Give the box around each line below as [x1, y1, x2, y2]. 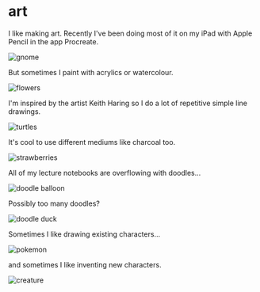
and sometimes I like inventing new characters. [8, 260, 162, 269]
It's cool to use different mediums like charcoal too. [8, 137, 176, 146]
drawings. [8, 106, 41, 116]
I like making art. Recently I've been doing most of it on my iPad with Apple [8, 28, 253, 38]
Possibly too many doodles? [8, 199, 101, 208]
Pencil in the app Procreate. [8, 36, 99, 46]
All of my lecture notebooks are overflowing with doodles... [8, 168, 201, 177]
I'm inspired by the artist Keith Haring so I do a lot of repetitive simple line [8, 98, 248, 108]
